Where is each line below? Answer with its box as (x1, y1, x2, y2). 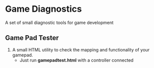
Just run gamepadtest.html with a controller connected (19, 57, 134, 63)
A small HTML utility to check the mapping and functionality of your (12, 46, 150, 52)
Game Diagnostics (5, 3, 82, 15)
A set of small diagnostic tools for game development (5, 20, 114, 25)
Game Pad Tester (5, 34, 59, 42)
